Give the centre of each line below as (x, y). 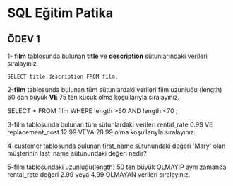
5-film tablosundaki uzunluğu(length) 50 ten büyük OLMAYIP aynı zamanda (117, 167)
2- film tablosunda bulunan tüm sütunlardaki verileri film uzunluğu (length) (115, 89)
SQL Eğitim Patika (60, 13)
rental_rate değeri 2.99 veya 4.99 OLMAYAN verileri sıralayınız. (99, 174)
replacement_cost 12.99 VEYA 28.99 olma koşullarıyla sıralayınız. (102, 132)
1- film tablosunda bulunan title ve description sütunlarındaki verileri (108, 56)
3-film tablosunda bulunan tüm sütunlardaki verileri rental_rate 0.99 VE (110, 124)
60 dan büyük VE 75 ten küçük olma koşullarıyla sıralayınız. (94, 97)
